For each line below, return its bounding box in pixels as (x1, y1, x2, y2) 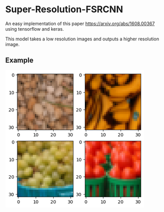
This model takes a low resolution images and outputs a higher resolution (5, 36, 159, 42)
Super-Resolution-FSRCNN (5, 4, 124, 15)
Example (5, 56, 34, 65)
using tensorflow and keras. (5, 26, 64, 32)
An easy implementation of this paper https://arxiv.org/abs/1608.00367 (5, 20, 155, 27)
